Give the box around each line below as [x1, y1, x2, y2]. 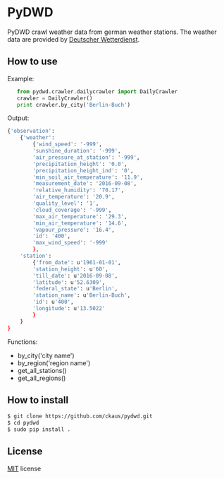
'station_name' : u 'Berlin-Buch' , [32, 292, 131, 299]
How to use [7, 56, 58, 68]
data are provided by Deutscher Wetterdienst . [7, 35, 140, 43]
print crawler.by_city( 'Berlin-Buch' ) [16, 101, 131, 108]
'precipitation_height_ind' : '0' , [32, 167, 134, 174]
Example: [7, 74, 35, 83]
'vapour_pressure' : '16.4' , [32, 226, 115, 233]
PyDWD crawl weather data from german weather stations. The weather [7, 28, 217, 36]
